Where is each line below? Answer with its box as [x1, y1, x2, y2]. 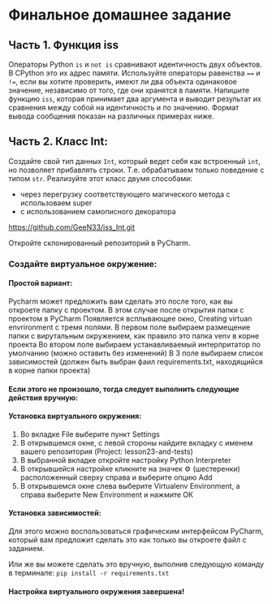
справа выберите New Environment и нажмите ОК [19, 490, 193, 499]
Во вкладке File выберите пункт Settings [19, 429, 160, 439]
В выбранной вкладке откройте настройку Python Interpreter [19, 455, 231, 464]
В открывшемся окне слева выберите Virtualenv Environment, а [19, 481, 240, 490]
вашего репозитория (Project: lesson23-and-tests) [19, 447, 193, 456]
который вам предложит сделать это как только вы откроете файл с [8, 534, 247, 545]
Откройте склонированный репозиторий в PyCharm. [8, 238, 191, 248]
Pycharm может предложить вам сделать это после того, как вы [8, 296, 233, 306]
